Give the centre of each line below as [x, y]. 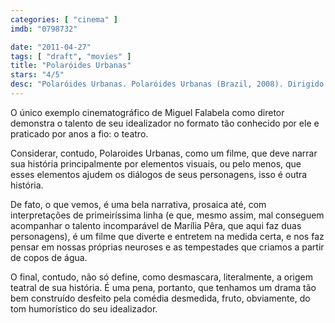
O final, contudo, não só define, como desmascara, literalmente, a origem [161, 277]
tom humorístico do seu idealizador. [84, 308]
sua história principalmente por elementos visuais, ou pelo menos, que [156, 163]
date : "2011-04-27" [51, 47]
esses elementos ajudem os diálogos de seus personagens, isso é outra [159, 174]
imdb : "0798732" [44, 29]
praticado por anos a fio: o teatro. [79, 133]
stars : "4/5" [37, 75]
